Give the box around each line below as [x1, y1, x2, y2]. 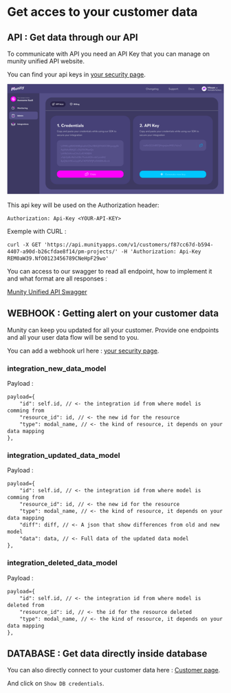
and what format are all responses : [7, 274, 108, 283]
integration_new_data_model [7, 364, 107, 373]
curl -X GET [7, 241, 41, 248]
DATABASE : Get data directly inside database [7, 648, 208, 660]
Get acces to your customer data [7, 4, 198, 20]
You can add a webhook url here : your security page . [7, 346, 159, 355]
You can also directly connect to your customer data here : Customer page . [7, 666, 221, 674]
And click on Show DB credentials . [7, 679, 104, 687]
